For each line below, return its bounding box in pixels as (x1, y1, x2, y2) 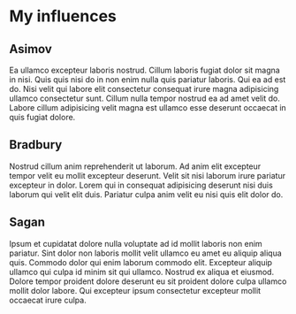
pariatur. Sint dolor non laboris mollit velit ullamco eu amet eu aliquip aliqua (9, 248, 283, 258)
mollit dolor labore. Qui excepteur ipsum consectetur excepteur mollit (9, 285, 262, 295)
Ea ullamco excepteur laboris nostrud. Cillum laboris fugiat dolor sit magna (9, 65, 280, 75)
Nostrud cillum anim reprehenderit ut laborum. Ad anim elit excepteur (9, 161, 262, 172)
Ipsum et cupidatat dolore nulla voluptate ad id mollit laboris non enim (9, 238, 262, 249)
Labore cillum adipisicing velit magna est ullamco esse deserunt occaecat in (9, 103, 287, 112)
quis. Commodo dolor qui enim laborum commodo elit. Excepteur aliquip (9, 257, 272, 267)
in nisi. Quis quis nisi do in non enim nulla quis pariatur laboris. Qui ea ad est (9, 74, 286, 85)
